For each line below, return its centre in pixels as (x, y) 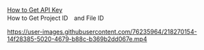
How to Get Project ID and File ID (55, 18)
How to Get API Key (35, 10)
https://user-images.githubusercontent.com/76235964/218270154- (102, 32)
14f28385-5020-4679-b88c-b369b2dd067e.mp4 (77, 39)
